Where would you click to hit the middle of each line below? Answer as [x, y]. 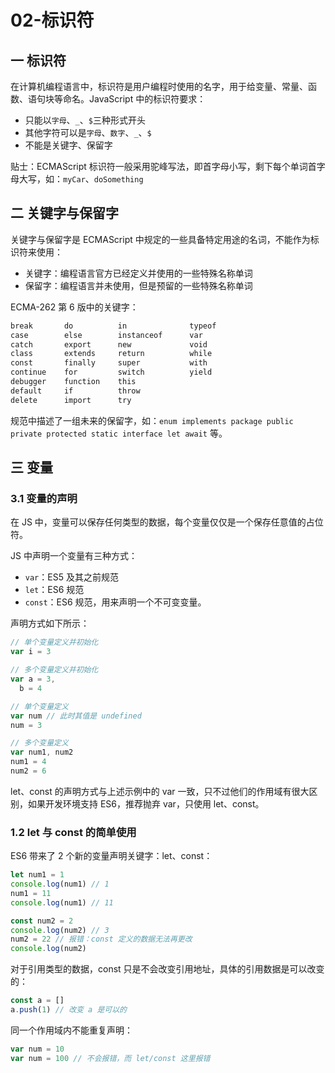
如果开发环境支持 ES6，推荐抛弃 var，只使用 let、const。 [146, 803]
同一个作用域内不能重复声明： [71, 1030]
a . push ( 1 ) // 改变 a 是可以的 [68, 1010]
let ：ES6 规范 [54, 590]
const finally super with [109, 363]
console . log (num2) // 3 [60, 930]
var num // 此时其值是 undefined [76, 716]
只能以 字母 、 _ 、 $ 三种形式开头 [85, 120]
